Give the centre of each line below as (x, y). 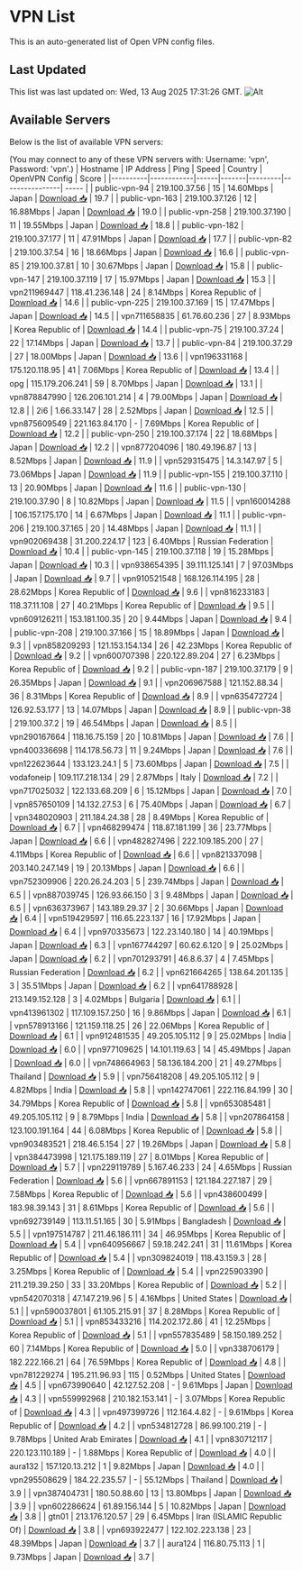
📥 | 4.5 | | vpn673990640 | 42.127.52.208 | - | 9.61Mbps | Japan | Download (151, 1384)
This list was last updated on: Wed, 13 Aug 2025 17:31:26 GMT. (126, 91)
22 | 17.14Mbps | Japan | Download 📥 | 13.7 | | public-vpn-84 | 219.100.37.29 (151, 343)
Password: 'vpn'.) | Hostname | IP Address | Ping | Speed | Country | (136, 169)
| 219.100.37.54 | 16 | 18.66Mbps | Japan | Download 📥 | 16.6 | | (126, 252)
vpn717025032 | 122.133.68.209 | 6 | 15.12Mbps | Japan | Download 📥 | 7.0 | (151, 790)
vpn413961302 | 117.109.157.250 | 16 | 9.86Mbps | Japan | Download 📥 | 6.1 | (150, 1012)
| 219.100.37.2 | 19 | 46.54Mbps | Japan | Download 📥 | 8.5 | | (123, 723)
